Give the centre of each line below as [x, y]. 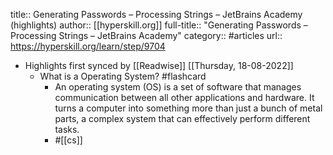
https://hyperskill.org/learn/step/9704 [88, 46]
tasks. [67, 129]
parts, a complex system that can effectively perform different [182, 118]
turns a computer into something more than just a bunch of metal [188, 108]
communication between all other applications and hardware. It [184, 97]
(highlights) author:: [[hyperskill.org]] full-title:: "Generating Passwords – [159, 25]
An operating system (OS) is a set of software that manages [178, 87]
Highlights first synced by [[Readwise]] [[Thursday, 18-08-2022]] [159, 65]
